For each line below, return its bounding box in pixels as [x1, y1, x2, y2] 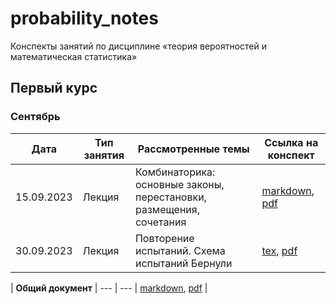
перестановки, [134, 190, 207, 204]
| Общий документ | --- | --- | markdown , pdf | [10, 282, 208, 294]
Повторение [134, 231, 195, 245]
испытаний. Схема [134, 243, 226, 257]
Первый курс [10, 80, 98, 97]
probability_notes [10, 7, 159, 30]
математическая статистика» [10, 50, 138, 62]
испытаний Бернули [134, 256, 233, 270]
